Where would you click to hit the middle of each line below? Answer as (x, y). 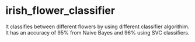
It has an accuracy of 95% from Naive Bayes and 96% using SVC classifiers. (97, 32)
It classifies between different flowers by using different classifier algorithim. (97, 26)
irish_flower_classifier (60, 11)
